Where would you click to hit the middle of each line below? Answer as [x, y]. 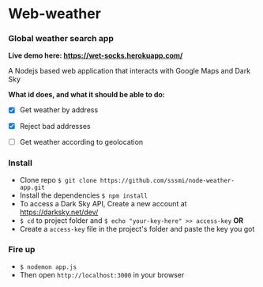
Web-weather [54, 14]
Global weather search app [61, 39]
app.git [32, 187]
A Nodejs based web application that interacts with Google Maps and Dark [130, 71]
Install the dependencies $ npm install [84, 195]
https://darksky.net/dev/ [59, 212]
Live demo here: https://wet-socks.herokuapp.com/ [96, 55]
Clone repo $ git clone [58, 179]
